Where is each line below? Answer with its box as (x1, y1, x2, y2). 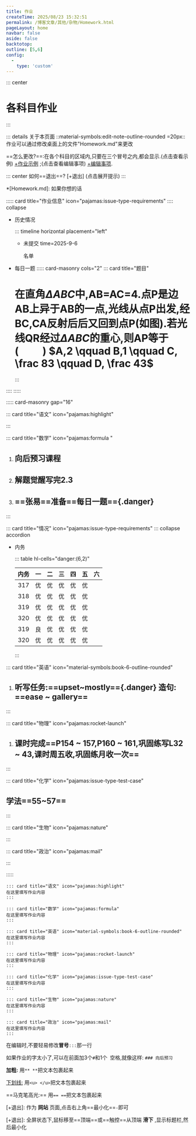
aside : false (6, 36, 38, 42)
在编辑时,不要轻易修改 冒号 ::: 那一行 (6, 1042, 92, 1049)
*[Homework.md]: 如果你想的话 (6, 185, 82, 192)
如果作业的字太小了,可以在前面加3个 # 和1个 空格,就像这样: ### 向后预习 (6, 1054, 173, 1061)
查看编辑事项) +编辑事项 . (53, 160, 113, 167)
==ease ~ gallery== (14, 692, 89, 702)
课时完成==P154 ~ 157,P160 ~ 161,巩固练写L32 (14, 739, 184, 749)
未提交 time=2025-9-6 (23, 240, 78, 247)
